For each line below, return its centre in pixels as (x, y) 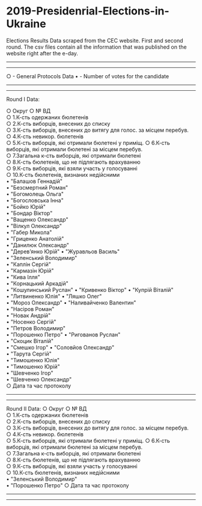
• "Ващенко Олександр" (37, 219)
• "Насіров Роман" (30, 309)
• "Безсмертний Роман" (37, 187)
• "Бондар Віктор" (29, 213)
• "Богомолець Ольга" (35, 194)
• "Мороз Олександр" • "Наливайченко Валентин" (71, 303)
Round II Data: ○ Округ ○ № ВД (47, 409)
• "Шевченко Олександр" (39, 379)
